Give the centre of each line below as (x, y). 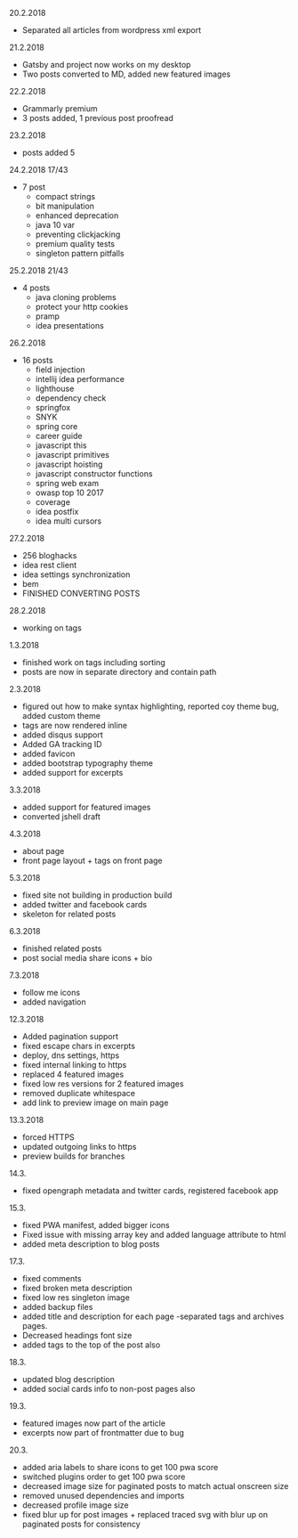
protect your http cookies (82, 307)
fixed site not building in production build (97, 895)
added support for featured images (86, 807)
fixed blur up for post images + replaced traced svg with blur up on (145, 1514)
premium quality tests (75, 244)
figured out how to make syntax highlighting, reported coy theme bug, (150, 706)
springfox (53, 407)
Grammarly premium (60, 109)
